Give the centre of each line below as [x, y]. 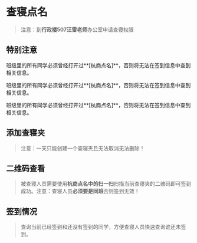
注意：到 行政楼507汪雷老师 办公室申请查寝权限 [77, 29]
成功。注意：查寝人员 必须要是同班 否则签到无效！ [80, 191]
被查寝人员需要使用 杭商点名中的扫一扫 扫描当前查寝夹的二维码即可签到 [106, 184]
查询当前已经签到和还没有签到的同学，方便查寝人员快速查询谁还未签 [103, 227]
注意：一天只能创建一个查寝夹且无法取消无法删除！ [83, 148]
